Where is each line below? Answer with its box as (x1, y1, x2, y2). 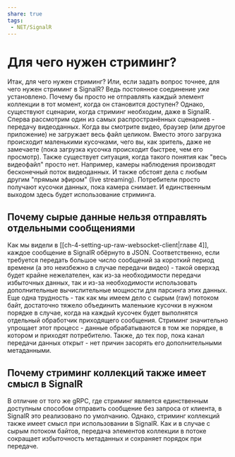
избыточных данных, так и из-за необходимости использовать (7, 278, 198, 287)
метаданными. (7, 346, 52, 355)
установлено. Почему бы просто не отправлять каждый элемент (7, 93, 205, 101)
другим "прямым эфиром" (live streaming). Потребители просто (7, 175, 200, 184)
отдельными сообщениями (7, 222, 135, 234)
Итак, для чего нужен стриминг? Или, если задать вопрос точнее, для (7, 77, 220, 86)
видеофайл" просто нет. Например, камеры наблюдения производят (7, 160, 216, 169)
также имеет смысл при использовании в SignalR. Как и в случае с (7, 419, 210, 427)
